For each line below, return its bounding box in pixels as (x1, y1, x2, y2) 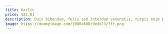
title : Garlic (5, 7, 35, 12)
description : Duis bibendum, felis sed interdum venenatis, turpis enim (5, 16, 160, 21)
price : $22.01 (5, 12, 35, 17)
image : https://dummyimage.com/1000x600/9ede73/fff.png (5, 21, 124, 26)
